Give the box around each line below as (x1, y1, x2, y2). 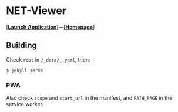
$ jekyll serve (6, 67, 43, 73)
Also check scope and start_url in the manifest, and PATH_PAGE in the (6, 94, 173, 101)
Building (6, 40, 37, 50)
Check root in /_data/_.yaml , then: (6, 56, 90, 63)
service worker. (6, 101, 44, 108)
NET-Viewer (6, 4, 66, 18)
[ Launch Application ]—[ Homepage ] (6, 23, 95, 30)
